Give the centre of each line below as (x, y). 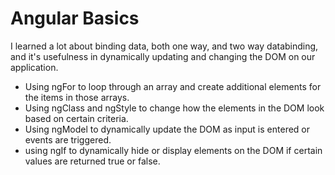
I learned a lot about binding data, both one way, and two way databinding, (164, 46)
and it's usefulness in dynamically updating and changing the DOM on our (163, 56)
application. (34, 67)
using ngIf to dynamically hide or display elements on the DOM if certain (173, 150)
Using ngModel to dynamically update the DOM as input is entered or (167, 129)
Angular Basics (75, 18)
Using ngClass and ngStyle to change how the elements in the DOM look (174, 108)
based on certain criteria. (76, 118)
